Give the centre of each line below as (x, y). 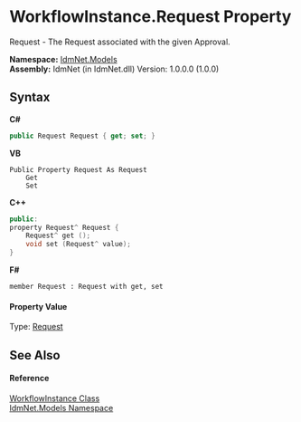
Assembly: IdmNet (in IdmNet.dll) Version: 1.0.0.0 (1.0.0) (114, 69)
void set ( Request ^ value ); (78, 245)
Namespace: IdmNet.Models (63, 59)
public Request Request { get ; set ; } (82, 136)
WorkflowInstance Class (55, 398)
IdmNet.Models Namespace (61, 408)
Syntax (30, 97)
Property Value (38, 306)
